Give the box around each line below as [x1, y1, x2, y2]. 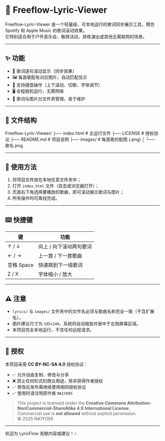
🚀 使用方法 [5, 162, 37, 171]
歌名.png [5, 142, 23, 148]
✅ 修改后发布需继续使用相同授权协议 [12, 384, 86, 390]
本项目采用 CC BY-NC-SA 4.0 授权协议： [5, 361, 88, 367]
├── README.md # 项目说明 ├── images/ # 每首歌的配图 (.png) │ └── [10, 136, 156, 142]
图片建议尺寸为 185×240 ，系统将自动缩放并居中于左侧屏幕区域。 [12, 321, 141, 326]
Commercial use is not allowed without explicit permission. [17, 410, 137, 416]
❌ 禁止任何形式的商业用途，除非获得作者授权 [12, 378, 103, 383]
